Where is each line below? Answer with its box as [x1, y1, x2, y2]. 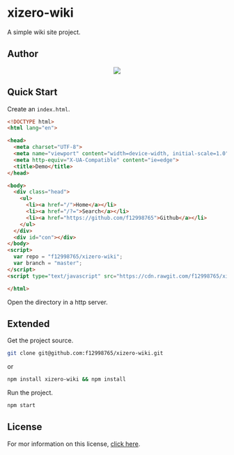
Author [7, 48, 38, 60]
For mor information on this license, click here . [7, 440, 141, 448]
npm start [7, 402, 36, 409]
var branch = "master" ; [13, 260, 82, 267]
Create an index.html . [7, 104, 70, 113]
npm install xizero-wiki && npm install [7, 376, 127, 383]
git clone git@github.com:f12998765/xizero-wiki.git [7, 350, 164, 357]
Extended [7, 318, 50, 330]
